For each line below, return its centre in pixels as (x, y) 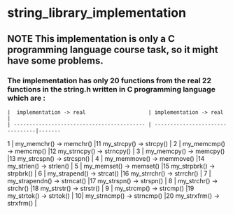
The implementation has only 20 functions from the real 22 (110, 80)
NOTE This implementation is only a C (91, 39)
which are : (27, 98)
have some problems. (55, 60)
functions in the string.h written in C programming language (111, 89)
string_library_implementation (97, 13)
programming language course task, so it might (113, 49)
